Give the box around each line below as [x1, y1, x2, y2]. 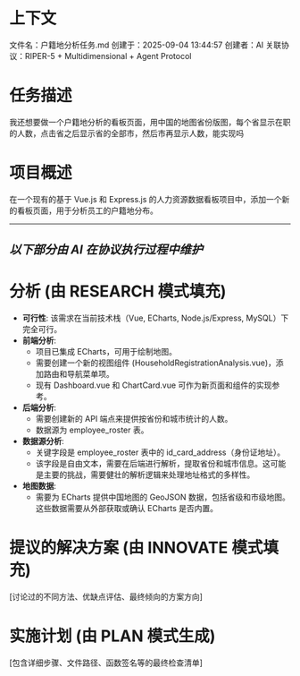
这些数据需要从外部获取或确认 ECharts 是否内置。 [35, 503, 219, 514]
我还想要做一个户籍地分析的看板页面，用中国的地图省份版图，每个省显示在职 [9, 116, 291, 127]
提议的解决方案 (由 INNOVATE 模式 [9, 538, 263, 558]
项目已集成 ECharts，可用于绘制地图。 [35, 347, 177, 357]
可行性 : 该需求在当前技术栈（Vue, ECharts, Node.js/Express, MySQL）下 [21, 312, 289, 323]
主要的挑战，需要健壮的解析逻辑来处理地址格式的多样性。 [43, 469, 255, 480]
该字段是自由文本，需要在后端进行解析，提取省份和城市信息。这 [35, 458, 271, 469]
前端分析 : [21, 335, 56, 346]
